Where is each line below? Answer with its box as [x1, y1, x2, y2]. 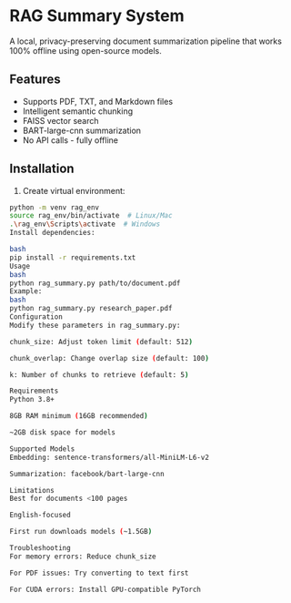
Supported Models [9, 444, 75, 454]
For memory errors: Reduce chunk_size [9, 552, 156, 561]
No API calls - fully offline [22, 134, 118, 146]
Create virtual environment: [22, 185, 125, 196]
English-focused [9, 511, 71, 520]
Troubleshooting [9, 544, 71, 553]
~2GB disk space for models [9, 428, 116, 437]
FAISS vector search [22, 115, 99, 126]
